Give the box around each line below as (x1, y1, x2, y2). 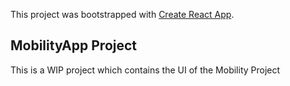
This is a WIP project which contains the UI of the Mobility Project (10, 64, 281, 76)
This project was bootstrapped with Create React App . (10, 9, 235, 20)
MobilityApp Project (10, 37, 138, 54)
